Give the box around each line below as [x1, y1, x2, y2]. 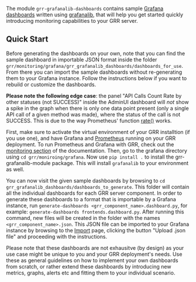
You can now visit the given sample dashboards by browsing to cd [6, 177, 166, 184]
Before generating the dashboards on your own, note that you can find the [6, 50, 185, 57]
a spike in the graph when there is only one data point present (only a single [6, 105, 189, 112]
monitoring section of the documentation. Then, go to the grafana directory [6, 147, 187, 154]
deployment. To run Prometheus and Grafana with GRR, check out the [6, 140, 174, 148]
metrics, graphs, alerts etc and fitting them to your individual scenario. [6, 269, 176, 276]
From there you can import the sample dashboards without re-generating [6, 68, 183, 75]
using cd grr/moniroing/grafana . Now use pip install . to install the [6, 153, 174, 160]
